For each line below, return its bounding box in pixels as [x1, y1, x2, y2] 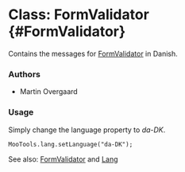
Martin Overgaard [19, 87, 78, 96]
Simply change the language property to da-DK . [8, 125, 166, 135]
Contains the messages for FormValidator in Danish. [8, 49, 179, 58]
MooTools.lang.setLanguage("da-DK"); [8, 140, 133, 148]
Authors [8, 68, 41, 80]
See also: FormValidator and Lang [8, 154, 118, 164]
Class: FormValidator [8, 6, 149, 24]
